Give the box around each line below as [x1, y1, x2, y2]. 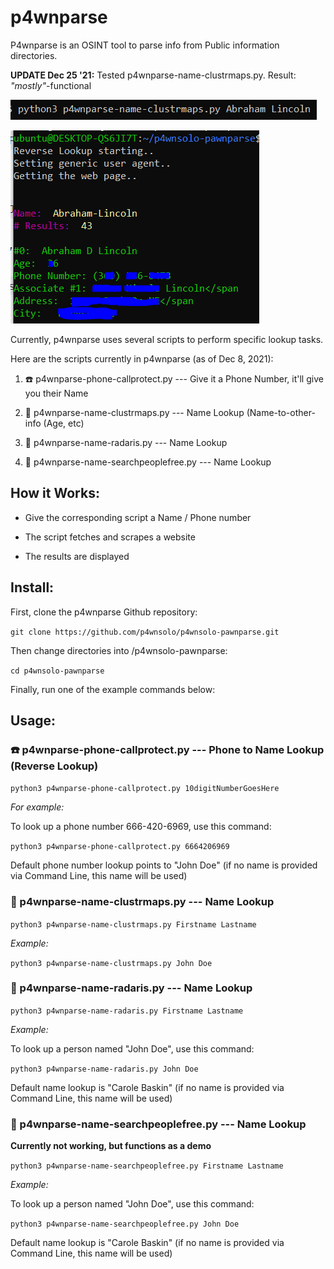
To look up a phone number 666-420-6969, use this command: [10, 821, 272, 833]
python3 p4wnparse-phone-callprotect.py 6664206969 [10, 842, 230, 852]
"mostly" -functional [10, 79, 92, 91]
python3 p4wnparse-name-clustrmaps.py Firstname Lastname [10, 919, 257, 930]
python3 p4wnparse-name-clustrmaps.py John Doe [10, 958, 213, 968]
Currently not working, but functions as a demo [10, 1140, 212, 1152]
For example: [10, 801, 65, 813]
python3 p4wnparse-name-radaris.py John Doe [10, 1064, 199, 1074]
